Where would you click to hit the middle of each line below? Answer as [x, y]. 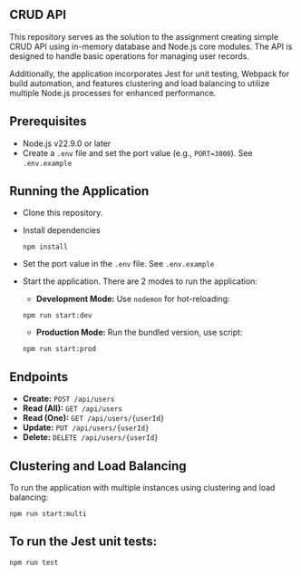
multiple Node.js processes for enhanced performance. [113, 93]
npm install [45, 247]
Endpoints [39, 377]
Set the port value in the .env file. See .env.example [118, 264]
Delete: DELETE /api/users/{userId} [90, 437]
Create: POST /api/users [68, 399]
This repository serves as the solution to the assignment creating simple [144, 36]
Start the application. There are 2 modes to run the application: [140, 281]
